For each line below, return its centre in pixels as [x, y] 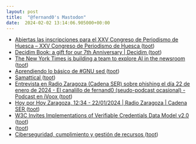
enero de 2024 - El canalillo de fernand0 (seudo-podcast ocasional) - [100, 90]
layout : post [22, 12]
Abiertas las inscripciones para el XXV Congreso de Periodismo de [97, 40]
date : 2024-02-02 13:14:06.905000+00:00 [58, 23]
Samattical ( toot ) [35, 77]
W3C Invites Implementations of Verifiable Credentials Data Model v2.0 [102, 115]
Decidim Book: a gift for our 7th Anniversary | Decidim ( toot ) [88, 52]
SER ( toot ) [27, 109]
